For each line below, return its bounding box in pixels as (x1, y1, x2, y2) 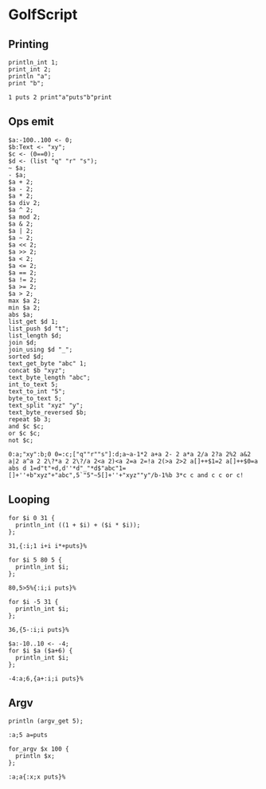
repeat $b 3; (8, 415, 52, 424)
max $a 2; (8, 297, 41, 305)
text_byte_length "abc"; (8, 373, 91, 381)
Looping (8, 493, 50, 507)
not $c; (8, 436, 34, 444)
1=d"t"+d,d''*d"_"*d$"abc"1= (29, 464, 127, 472)
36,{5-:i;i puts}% (8, 625, 69, 633)
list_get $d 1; (8, 318, 59, 325)
